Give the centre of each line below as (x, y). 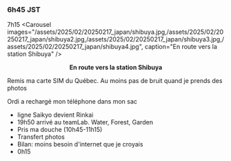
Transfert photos (41, 137)
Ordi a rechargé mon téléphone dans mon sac (72, 102)
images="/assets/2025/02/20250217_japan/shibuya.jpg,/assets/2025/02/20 (115, 32)
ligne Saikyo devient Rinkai (55, 115)
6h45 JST (24, 10)
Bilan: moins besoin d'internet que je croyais (80, 144)
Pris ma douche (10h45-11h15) (60, 130)
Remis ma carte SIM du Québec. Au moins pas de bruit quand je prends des (115, 81)
